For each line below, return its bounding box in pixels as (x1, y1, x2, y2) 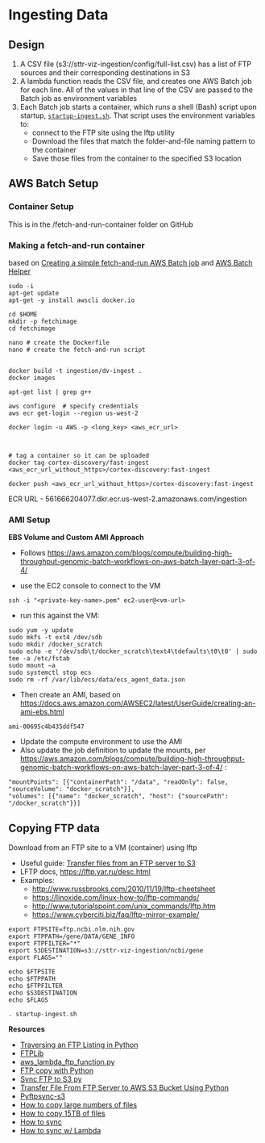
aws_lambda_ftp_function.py (19, 1057, 115, 1067)
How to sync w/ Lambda (19, 1126, 101, 1136)
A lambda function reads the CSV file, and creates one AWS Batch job (19, 77, 252, 86)
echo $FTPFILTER (8, 982, 63, 990)
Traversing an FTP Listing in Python (19, 1040, 139, 1050)
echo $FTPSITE (8, 968, 56, 976)
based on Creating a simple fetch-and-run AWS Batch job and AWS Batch (8, 257, 253, 267)
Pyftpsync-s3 (19, 1091, 66, 1101)
